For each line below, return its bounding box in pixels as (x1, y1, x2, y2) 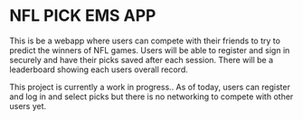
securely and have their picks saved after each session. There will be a (9, 54, 274, 65)
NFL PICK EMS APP (9, 5, 156, 26)
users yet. (9, 100, 47, 111)
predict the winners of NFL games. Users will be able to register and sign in (9, 44, 290, 55)
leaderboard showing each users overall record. (9, 64, 188, 75)
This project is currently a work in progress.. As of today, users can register (9, 81, 291, 92)
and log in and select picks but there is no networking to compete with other (9, 91, 294, 102)
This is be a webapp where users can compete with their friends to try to (9, 35, 280, 46)
